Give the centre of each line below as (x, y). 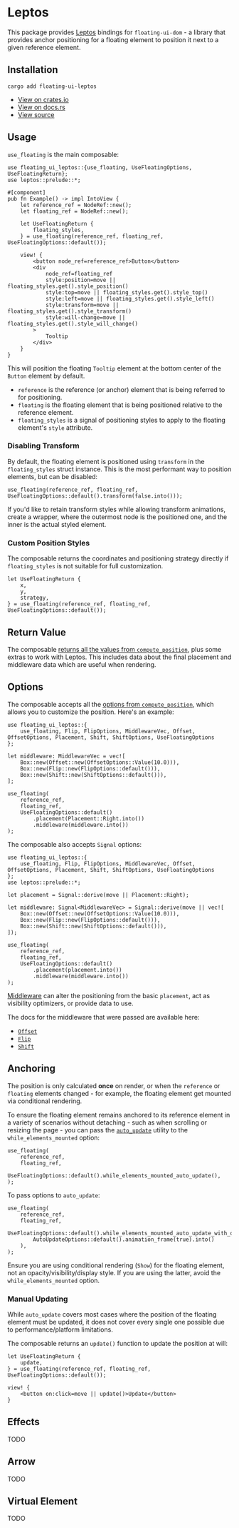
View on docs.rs (41, 107)
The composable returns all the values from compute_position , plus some (115, 649)
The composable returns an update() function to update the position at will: (118, 1343)
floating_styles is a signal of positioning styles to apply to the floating (122, 420)
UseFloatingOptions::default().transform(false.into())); (95, 496)
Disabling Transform (43, 446)
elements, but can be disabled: (53, 476)
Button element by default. (46, 376)
